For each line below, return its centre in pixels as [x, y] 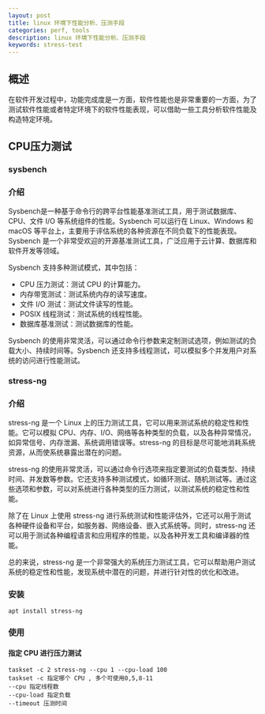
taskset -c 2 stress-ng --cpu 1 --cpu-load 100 [88, 670]
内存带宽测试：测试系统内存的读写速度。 [85, 294]
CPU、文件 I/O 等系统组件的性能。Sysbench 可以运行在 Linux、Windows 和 [131, 221]
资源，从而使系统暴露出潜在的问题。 [67, 452]
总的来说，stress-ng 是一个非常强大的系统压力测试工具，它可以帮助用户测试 [132, 561]
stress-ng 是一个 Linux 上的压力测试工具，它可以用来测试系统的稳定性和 [125, 422]
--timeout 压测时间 [38, 704]
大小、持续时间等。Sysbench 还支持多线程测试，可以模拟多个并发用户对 [132, 350]
